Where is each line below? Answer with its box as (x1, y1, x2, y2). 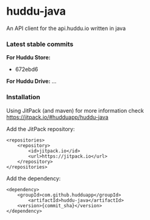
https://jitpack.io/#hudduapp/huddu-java (6, 113, 109, 121)
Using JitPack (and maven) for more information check (6, 107, 145, 114)
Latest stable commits (6, 40, 74, 48)
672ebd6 (15, 66, 38, 73)
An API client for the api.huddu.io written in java (6, 25, 126, 32)
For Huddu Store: (6, 54, 51, 61)
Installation (6, 93, 41, 102)
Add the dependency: (6, 175, 61, 182)
